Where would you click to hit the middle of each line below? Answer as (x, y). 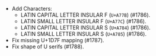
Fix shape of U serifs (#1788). (48, 46)
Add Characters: (32, 9)
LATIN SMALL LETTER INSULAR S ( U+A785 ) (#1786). (84, 34)
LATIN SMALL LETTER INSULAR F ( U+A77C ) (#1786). (83, 21)
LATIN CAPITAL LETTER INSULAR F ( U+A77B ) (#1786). (85, 15)
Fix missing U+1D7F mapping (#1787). (58, 40)
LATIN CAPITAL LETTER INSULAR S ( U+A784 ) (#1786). (85, 27)
